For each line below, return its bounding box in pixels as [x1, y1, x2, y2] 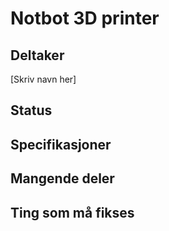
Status [10, 102, 53, 119]
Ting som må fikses [10, 204, 135, 221]
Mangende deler [10, 170, 115, 187]
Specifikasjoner [10, 136, 112, 153]
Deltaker [10, 47, 65, 64]
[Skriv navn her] [10, 73, 77, 85]
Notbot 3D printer [10, 7, 160, 30]
